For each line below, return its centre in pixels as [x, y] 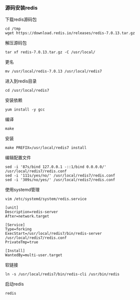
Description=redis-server [31, 212]
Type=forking [18, 229]
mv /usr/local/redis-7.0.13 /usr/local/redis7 [54, 72]
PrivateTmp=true [22, 242]
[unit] [12, 208]
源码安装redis [21, 7]
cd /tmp [13, 29]
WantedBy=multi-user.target [34, 255]
